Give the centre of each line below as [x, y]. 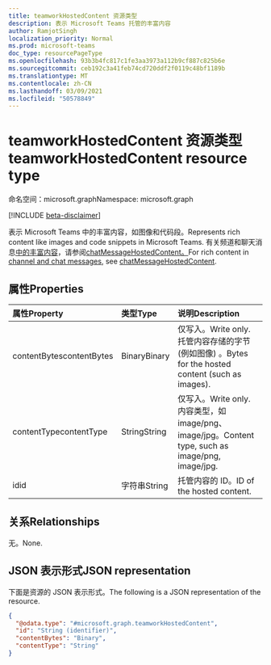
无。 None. [25, 543]
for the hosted [204, 364]
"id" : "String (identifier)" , [66, 631]
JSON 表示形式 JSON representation [100, 571]
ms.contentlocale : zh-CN [50, 83]
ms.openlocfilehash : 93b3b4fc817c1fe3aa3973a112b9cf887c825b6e [117, 61]
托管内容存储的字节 [214, 341]
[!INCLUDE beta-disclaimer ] [54, 216]
